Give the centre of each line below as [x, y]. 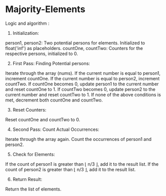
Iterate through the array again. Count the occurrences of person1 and [78, 139]
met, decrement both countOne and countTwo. [54, 100]
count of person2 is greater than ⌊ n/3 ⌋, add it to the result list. [70, 169]
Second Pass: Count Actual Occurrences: [56, 129]
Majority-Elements [45, 9]
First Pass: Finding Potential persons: [51, 63]
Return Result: [27, 179]
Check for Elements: [34, 154]
